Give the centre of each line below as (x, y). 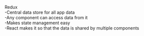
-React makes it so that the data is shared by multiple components (72, 28)
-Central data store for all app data (40, 12)
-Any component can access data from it (46, 18)
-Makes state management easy (37, 23)
